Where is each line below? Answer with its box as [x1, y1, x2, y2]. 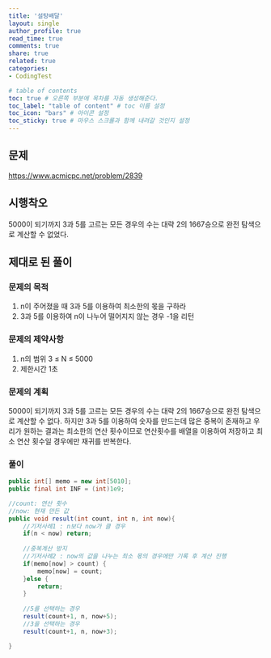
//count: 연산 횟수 [8, 499, 67, 507]
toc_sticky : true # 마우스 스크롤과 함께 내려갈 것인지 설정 [8, 117, 190, 125]
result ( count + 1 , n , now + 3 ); [23, 627, 117, 635]
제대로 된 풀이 [8, 256, 73, 270]
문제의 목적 [8, 281, 49, 292]
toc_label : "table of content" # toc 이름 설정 [8, 102, 165, 110]
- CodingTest [8, 72, 53, 80]
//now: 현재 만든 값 [8, 507, 70, 515]
